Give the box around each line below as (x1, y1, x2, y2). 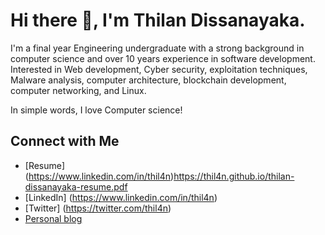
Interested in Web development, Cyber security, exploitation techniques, (10, 63, 308, 75)
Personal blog (24, 212, 83, 224)
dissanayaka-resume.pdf (24, 180, 128, 193)
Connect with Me (10, 133, 120, 150)
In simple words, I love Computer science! (10, 104, 183, 116)
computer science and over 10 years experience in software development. (10, 52, 316, 64)
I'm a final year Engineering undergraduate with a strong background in (10, 42, 305, 54)
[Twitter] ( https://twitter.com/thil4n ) (24, 202, 172, 214)
